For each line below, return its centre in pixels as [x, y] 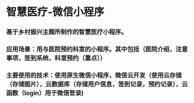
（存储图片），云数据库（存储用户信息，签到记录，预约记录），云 [97, 84]
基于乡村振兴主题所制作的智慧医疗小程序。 [67, 32]
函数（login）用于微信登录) [45, 93]
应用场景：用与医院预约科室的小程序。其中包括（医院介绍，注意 [97, 49]
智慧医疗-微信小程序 [55, 12]
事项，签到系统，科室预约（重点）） [56, 58]
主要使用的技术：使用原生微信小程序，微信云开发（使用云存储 [94, 75]
